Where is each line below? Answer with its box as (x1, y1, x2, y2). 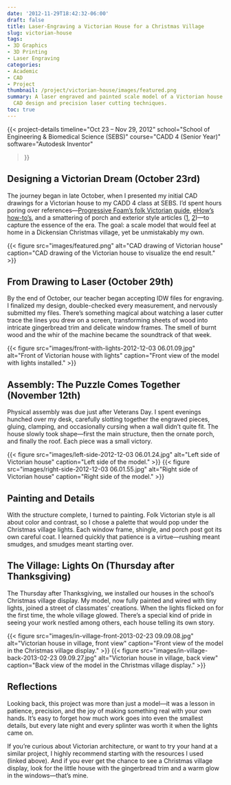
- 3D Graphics (7, 42, 48, 49)
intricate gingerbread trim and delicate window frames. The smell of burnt (7, 323, 217, 332)
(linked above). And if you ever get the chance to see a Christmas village (7, 756, 213, 765)
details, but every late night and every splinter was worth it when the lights (7, 721, 218, 729)
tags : (7, 36, 23, 43)
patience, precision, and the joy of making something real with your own (7, 706, 212, 715)
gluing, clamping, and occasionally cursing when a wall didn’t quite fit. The (7, 422, 219, 431)
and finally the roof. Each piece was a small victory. (7, 437, 153, 445)
